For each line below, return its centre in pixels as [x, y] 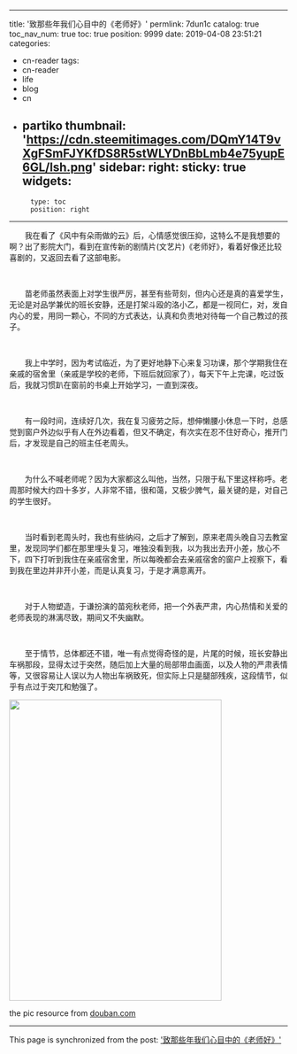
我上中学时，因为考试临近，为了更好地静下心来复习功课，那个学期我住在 [156, 362]
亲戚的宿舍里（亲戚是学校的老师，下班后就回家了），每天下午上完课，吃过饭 [147, 374]
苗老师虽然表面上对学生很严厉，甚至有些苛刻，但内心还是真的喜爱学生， [156, 293]
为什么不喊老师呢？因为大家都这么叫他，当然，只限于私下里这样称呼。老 [156, 478]
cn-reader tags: [50, 60]
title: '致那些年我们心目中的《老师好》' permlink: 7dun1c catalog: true [134, 24]
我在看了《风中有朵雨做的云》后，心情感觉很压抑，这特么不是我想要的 [152, 235]
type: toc [48, 201]
